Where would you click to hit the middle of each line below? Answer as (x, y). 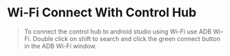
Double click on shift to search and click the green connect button (127, 38)
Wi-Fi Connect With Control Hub (102, 13)
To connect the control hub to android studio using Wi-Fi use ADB (118, 31)
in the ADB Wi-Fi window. (60, 46)
